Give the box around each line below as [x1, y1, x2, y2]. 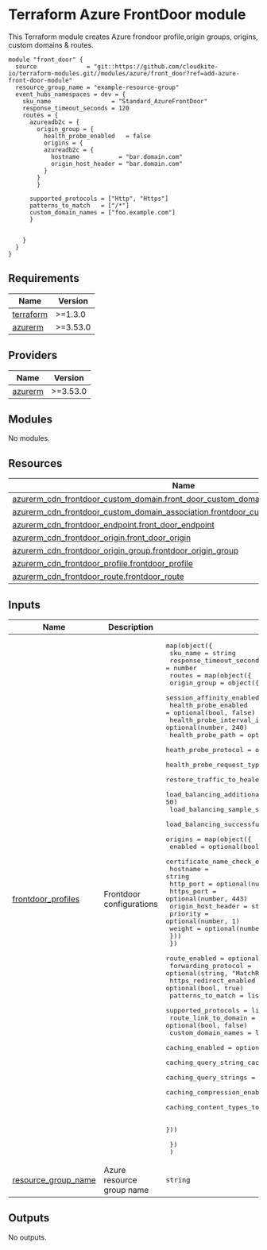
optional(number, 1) [165, 917, 240, 925]
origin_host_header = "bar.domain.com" [50, 160, 183, 168]
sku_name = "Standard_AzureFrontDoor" [22, 97, 208, 105]
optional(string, [165, 969, 229, 978]
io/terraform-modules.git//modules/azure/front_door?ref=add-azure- [8, 69, 240, 77]
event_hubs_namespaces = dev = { [15, 90, 126, 98]
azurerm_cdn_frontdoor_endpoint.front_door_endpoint [12, 519, 215, 530]
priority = [169, 909, 209, 918]
